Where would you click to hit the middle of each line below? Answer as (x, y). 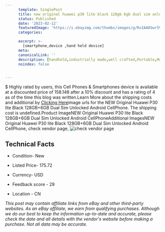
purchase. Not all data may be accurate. (46, 224)
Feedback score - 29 (33, 184)
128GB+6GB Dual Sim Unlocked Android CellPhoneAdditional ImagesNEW (80, 118)
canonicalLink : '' (37, 55)
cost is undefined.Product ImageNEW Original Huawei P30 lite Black (74, 113)
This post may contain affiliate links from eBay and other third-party (74, 203)
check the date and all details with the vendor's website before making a (79, 219)
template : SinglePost (40, 10)
